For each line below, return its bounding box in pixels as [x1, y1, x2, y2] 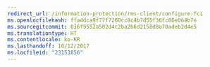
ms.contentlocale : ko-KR [7, 36, 80, 43]
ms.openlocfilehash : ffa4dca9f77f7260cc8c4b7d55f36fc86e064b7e [7, 17, 197, 24]
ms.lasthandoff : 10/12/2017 [7, 43, 90, 50]
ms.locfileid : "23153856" [7, 50, 83, 57]
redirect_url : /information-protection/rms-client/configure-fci [7, 10, 203, 17]
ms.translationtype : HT [7, 29, 78, 37]
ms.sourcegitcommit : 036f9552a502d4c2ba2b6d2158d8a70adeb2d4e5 [7, 23, 197, 30]
